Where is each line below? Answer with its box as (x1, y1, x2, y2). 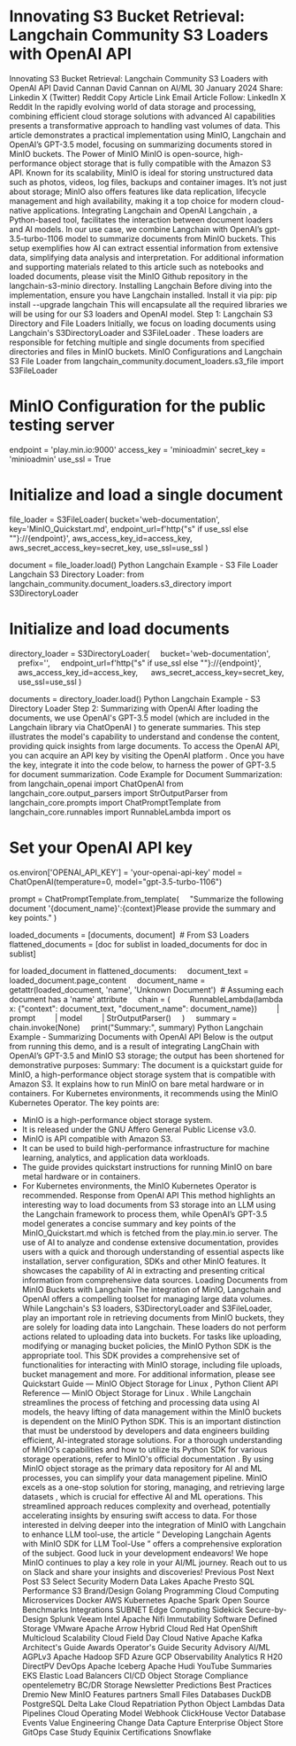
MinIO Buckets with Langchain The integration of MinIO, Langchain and (21, 1283, 281, 1295)
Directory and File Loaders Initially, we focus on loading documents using (9, 317, 277, 329)
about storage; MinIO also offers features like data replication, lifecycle (9, 186, 267, 197)
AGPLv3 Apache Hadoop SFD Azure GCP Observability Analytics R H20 (21, 1651, 283, 1662)
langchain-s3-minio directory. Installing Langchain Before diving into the (9, 280, 272, 291)
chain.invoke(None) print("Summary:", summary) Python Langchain (9, 1022, 263, 1033)
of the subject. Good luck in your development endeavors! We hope (21, 1547, 269, 1558)
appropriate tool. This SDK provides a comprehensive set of (21, 1350, 240, 1360)
